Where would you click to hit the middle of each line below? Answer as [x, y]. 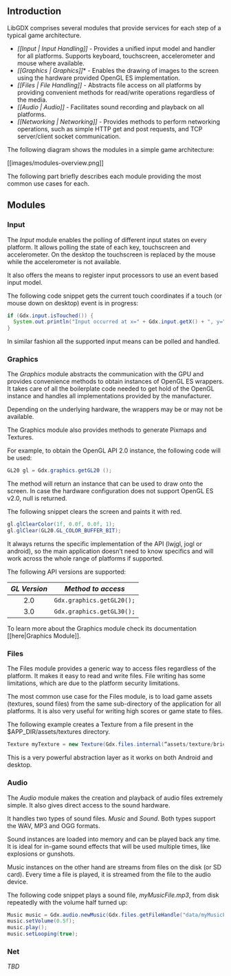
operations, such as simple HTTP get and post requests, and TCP [110, 129]
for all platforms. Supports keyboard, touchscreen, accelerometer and [116, 56]
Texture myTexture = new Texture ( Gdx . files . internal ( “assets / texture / [110, 745]
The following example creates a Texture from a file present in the [100, 724]
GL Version [29, 589]
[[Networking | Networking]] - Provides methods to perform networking [119, 121]
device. [18, 881]
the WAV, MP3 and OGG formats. [54, 825]
